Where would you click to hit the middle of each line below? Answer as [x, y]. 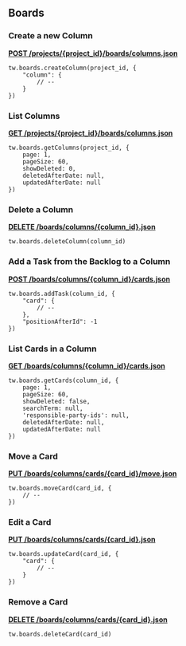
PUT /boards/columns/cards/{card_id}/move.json [93, 474]
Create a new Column [50, 36]
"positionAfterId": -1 [60, 321]
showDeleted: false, [56, 401]
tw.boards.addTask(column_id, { [62, 293]
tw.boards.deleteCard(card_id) [60, 634]
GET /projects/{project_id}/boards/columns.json [91, 133]
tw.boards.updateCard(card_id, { [64, 554]
